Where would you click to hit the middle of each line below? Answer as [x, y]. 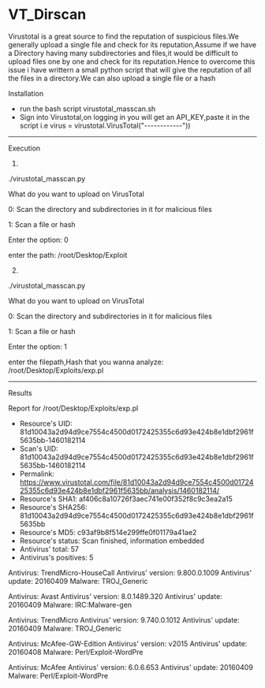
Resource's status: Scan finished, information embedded [112, 541]
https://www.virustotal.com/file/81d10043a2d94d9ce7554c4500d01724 [136, 482]
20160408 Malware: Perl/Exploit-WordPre [76, 652]
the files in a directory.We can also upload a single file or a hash [112, 78]
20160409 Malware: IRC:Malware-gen [70, 604]
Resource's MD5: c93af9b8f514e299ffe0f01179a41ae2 [108, 532]
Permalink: [37, 474]
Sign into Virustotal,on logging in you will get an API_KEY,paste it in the [134, 117]
